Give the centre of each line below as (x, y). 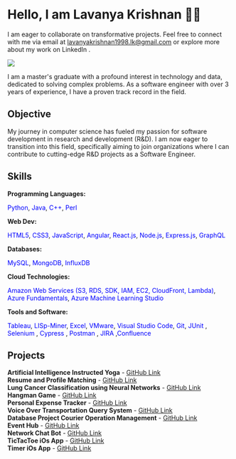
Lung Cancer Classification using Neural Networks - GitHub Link (104, 388)
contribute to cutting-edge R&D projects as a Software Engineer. (102, 154)
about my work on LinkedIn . (49, 49)
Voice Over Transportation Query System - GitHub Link (90, 411)
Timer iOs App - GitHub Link (49, 448)
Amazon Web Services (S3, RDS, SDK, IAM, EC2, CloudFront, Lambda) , (112, 290)
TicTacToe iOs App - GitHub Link (56, 440)
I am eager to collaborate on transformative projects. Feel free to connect (115, 34)
